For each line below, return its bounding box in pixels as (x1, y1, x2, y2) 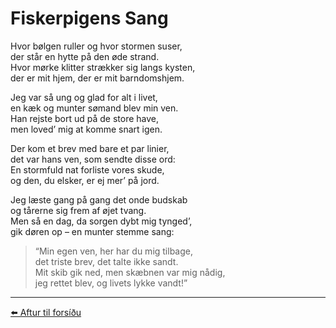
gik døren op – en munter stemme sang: (10, 225, 175, 237)
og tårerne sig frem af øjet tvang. (10, 204, 147, 216)
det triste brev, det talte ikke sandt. (34, 255, 179, 267)
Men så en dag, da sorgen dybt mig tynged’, (10, 215, 193, 227)
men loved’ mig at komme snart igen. (10, 123, 163, 135)
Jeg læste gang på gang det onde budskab (10, 193, 188, 206)
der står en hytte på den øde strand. (10, 50, 160, 62)
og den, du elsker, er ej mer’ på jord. (10, 174, 160, 186)
